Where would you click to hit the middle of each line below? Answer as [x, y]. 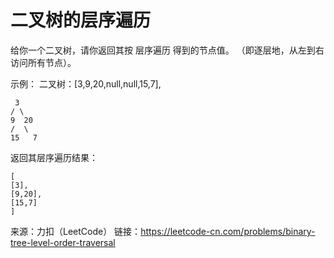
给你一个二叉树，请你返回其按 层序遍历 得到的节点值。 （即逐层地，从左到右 [167, 50]
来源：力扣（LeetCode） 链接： [76, 231]
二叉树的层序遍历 [81, 20]
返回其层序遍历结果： [54, 157]
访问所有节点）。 [43, 62]
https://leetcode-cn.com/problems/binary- [228, 231]
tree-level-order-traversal [63, 242]
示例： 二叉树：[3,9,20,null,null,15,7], [86, 83]
